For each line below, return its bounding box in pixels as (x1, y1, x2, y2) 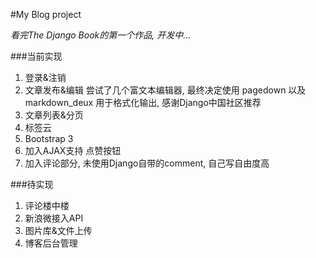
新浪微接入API (24, 212, 84, 224)
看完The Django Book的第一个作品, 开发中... (10, 29, 192, 41)
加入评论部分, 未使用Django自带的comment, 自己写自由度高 (24, 157, 270, 169)
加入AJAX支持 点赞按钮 (24, 145, 122, 156)
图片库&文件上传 (24, 225, 93, 236)
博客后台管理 (24, 237, 78, 249)
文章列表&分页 (24, 109, 84, 121)
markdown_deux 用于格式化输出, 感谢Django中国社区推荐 (24, 97, 262, 108)
